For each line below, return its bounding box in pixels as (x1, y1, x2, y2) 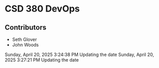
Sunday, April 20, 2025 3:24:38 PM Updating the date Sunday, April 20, (5, 51, 154, 57)
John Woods (12, 42, 39, 48)
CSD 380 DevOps (5, 3, 80, 15)
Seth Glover (12, 36, 37, 42)
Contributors (5, 23, 47, 32)
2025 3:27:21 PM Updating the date (5, 57, 79, 63)
